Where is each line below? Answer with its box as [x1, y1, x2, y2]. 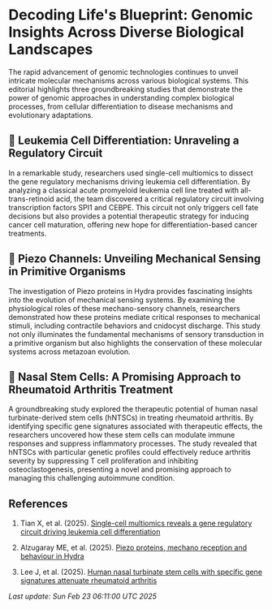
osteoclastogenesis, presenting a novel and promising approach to [8, 464, 231, 474]
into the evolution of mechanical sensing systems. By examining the [8, 295, 235, 304]
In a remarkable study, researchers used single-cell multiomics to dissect [8, 168, 253, 178]
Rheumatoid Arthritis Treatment [8, 382, 173, 396]
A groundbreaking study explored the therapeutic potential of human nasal [8, 404, 258, 414]
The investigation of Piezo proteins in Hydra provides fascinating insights [8, 286, 253, 296]
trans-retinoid [8, 193, 54, 204]
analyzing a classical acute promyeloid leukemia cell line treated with [8, 185, 240, 195]
